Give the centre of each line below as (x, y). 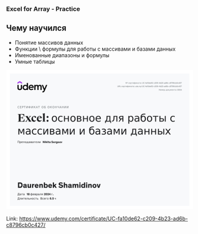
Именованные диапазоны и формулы (62, 55)
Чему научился (36, 28)
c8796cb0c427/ (26, 225)
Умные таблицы (35, 61)
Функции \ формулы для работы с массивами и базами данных (95, 49)
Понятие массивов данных (49, 42)
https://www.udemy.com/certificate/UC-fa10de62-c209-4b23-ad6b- (104, 219)
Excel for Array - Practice (43, 9)
